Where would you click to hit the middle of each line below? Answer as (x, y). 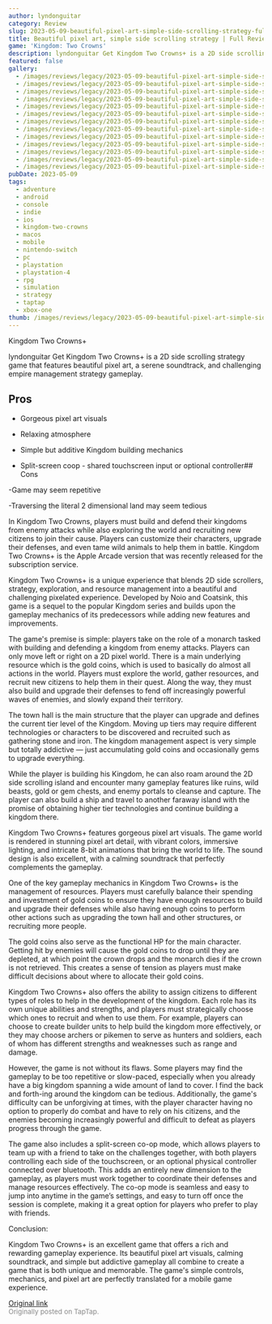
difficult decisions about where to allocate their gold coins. (106, 976)
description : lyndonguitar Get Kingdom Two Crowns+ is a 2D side (121, 54)
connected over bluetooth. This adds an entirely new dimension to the (125, 1170)
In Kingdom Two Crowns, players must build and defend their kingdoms (128, 522)
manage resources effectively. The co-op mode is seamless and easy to (129, 1187)
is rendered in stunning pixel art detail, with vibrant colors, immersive (123, 841)
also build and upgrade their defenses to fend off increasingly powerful (127, 691)
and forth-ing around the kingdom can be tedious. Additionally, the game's (133, 1094)
